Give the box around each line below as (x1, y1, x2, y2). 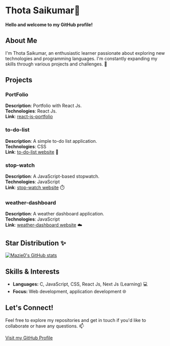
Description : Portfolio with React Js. (5, 102, 82, 109)
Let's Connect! (5, 304, 54, 312)
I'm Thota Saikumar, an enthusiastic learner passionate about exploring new (5, 50, 165, 56)
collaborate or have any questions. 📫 (5, 322, 84, 329)
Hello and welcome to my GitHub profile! (5, 21, 93, 28)
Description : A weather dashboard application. (5, 211, 105, 217)
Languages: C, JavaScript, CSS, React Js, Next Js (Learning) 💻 (12, 281, 148, 287)
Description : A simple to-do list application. (5, 138, 98, 144)
